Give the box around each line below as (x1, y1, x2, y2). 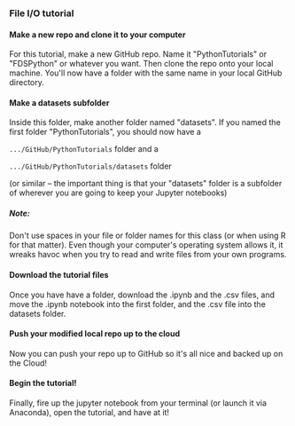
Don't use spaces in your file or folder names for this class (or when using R (9, 230, 286, 241)
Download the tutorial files (9, 269, 109, 280)
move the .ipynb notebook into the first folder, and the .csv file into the (9, 298, 266, 309)
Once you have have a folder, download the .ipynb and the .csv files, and (9, 289, 276, 300)
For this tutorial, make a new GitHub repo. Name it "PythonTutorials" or (9, 49, 268, 59)
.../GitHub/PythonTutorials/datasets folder (9, 161, 173, 171)
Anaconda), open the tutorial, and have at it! (9, 406, 170, 417)
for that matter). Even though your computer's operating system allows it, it (9, 240, 283, 250)
